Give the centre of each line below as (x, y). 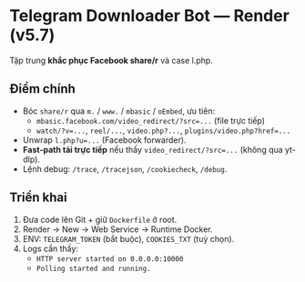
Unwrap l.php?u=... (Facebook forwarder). (104, 140)
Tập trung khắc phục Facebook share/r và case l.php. (112, 60)
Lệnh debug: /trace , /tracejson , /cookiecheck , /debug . (125, 168)
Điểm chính (42, 89)
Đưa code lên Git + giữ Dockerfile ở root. (100, 219)
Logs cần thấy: (51, 248)
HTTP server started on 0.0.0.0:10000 (110, 259)
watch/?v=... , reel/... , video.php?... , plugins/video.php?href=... (163, 130)
